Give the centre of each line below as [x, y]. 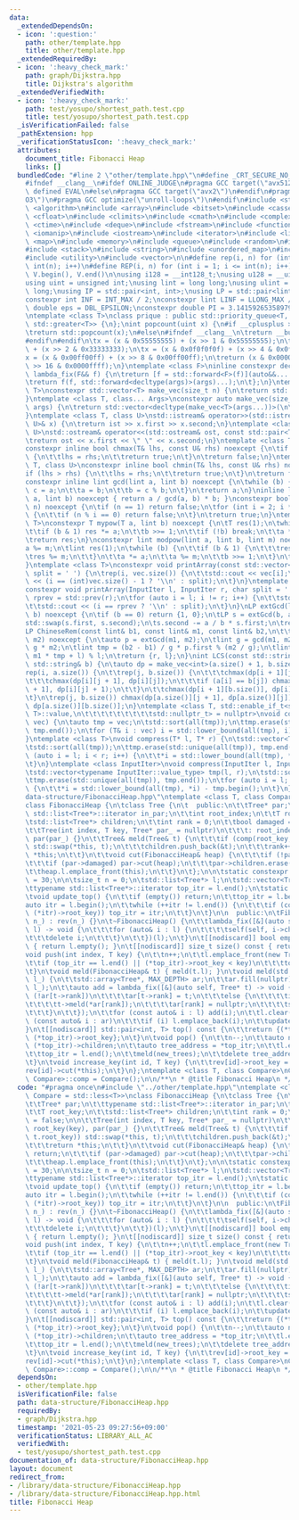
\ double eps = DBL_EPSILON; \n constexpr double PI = [125, 308]
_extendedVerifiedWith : [61, 92]
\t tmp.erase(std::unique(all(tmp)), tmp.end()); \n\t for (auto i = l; [157, 781]
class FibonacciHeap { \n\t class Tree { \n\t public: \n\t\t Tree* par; [157, 805]
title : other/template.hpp [75, 51]
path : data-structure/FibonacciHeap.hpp [93, 1402]
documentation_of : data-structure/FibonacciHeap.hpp [109, 1461]
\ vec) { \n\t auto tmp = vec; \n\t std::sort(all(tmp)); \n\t [135, 723]
